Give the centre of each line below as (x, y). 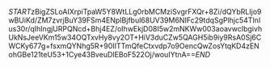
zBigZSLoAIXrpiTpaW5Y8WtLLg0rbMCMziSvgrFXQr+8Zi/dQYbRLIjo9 (146, 12)
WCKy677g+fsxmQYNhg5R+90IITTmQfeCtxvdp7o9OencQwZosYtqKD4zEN (134, 46)
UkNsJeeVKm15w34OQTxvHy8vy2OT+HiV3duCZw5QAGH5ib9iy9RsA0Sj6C (135, 37)
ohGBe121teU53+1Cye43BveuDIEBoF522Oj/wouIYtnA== (102, 54)
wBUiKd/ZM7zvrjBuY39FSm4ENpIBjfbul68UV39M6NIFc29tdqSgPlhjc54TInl (135, 20)
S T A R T (20, 12)
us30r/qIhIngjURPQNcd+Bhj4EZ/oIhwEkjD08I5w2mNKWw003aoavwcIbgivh (135, 29)
